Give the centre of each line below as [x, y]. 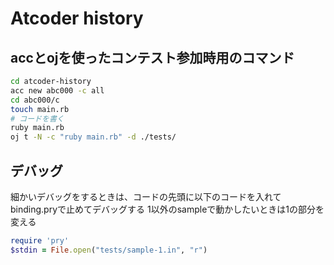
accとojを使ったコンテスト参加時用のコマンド [152, 57]
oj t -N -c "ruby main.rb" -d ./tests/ [93, 137]
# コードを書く [37, 118]
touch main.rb [40, 109]
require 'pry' [40, 240]
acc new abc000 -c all [57, 90]
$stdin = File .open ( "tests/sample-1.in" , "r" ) [109, 250]
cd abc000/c [35, 100]
